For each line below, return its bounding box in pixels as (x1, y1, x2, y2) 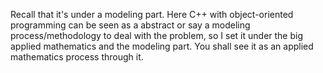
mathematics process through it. (10, 51, 144, 63)
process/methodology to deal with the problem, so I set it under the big (10, 30, 304, 41)
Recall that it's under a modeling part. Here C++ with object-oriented (10, 9, 294, 20)
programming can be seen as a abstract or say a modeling (10, 19, 251, 31)
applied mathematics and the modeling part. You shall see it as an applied (10, 40, 314, 52)
